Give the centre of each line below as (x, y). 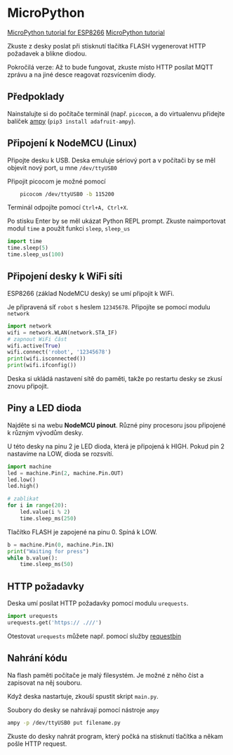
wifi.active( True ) (34, 346)
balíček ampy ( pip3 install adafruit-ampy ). (71, 121)
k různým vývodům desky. (45, 432)
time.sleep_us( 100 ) (36, 254)
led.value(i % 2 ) (45, 512)
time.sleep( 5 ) (28, 248)
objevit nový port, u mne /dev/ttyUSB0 (62, 167)
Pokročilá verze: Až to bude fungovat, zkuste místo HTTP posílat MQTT (111, 67)
